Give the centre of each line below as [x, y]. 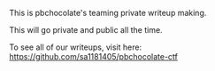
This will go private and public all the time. [86, 30]
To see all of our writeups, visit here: [76, 47]
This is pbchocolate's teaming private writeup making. [108, 13]
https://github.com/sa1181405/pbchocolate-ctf [94, 56]
